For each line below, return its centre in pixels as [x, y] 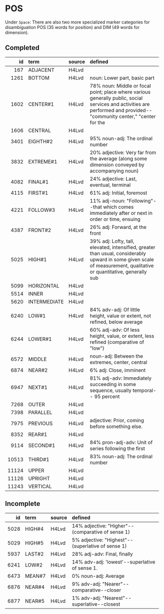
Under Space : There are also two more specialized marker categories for [78, 22]
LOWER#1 [40, 339]
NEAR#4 [35, 587]
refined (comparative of [117, 342]
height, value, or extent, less [122, 336]
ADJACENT [41, 70]
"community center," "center [123, 116]
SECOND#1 [41, 445]
